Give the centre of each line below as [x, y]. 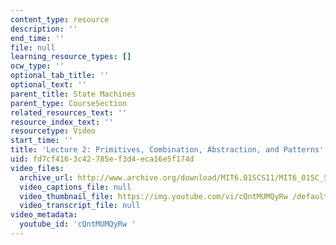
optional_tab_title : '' [60, 76]
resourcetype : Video [53, 131]
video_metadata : [44, 215]
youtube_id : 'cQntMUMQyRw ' [78, 224]
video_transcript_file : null [80, 206]
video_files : [37, 168]
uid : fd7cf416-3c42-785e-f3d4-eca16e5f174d [102, 159]
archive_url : [46, 177]
